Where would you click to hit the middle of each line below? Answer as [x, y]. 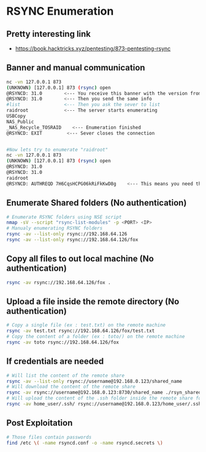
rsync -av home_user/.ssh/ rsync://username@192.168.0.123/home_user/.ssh [104, 404]
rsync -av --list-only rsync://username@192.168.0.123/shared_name [94, 381]
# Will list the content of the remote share [65, 375]
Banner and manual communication [76, 68]
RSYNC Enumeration [60, 11]
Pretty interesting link [48, 34]
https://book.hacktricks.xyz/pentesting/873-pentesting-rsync [93, 48]
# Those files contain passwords [49, 437]
